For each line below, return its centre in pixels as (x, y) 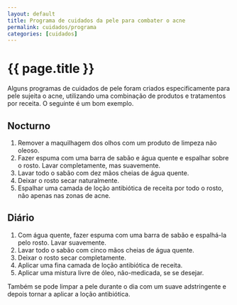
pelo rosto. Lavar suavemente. (62, 243)
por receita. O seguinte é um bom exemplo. (71, 104)
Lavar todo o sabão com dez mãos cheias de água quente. (103, 173)
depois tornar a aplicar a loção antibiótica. (69, 294)
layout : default (31, 14)
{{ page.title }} (51, 69)
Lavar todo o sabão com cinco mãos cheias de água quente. (106, 250)
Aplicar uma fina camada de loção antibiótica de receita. (100, 265)
